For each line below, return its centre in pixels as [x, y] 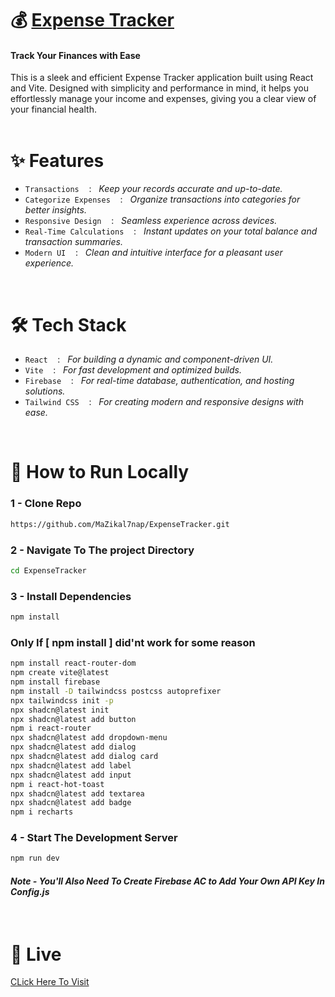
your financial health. [53, 109]
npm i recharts [42, 812]
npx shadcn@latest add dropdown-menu [89, 738]
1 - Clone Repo [46, 504]
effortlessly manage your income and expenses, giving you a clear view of [163, 99]
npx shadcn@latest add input [71, 775]
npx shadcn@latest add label [71, 765]
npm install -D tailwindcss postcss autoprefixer [116, 691]
